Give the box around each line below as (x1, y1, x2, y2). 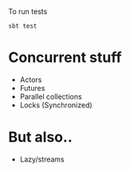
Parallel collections (19, 92, 82, 101)
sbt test (8, 22, 37, 30)
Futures (19, 83, 45, 92)
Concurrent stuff (8, 49, 122, 67)
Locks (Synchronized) (19, 100, 93, 110)
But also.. (8, 128, 73, 147)
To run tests (8, 7, 48, 16)
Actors (19, 75, 42, 84)
